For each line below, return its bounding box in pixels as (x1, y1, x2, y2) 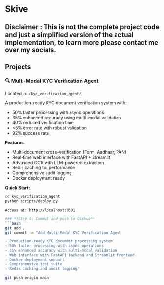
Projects (5, 62, 31, 71)
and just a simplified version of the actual (5, 30, 134, 39)
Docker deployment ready (12, 175, 65, 181)
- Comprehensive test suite (5, 261, 63, 266)
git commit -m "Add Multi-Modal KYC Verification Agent (5, 230, 121, 235)
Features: (5, 140, 25, 145)
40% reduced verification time (12, 120, 74, 126)
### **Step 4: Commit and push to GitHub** (5, 216, 95, 221)
